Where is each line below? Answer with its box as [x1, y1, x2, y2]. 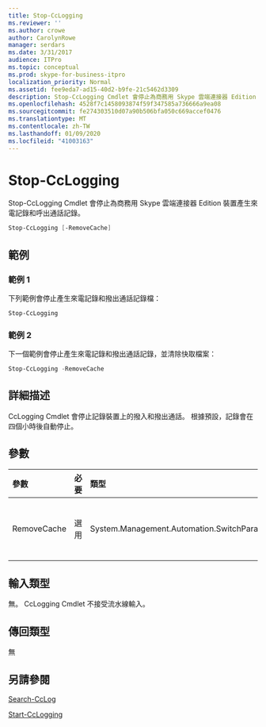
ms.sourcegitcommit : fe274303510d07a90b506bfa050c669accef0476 [8, 108, 222, 116]
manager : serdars [8, 41, 66, 49]
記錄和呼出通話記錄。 [14, 208, 85, 218]
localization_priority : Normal [8, 78, 112, 86]
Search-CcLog [8, 694, 57, 704]
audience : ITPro [8, 56, 62, 64]
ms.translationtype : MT [8, 115, 87, 123]
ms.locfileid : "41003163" [8, 137, 93, 145]
